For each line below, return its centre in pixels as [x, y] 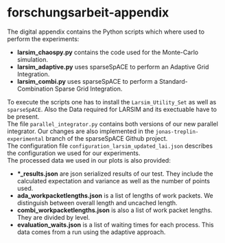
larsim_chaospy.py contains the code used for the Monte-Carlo [108, 52]
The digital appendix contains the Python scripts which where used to [106, 32]
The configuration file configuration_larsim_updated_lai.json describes [110, 146]
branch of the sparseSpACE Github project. [107, 138]
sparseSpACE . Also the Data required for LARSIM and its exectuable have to [112, 109]
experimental [26, 139]
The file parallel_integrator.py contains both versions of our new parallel [113, 124]
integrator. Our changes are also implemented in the [81, 131]
